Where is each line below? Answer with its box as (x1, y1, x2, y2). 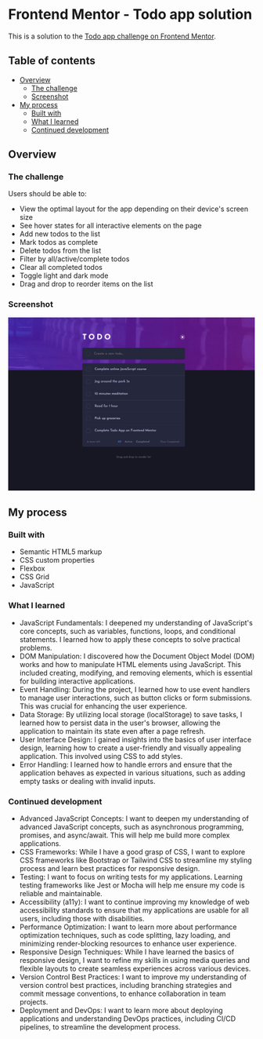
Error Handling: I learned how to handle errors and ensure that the (19, 760, 232, 769)
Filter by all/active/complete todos (19, 254, 130, 264)
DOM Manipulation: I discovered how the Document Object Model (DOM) (19, 651, 255, 661)
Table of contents (8, 54, 95, 67)
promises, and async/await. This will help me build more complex (19, 830, 230, 840)
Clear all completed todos (19, 263, 103, 272)
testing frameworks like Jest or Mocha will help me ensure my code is (19, 880, 245, 890)
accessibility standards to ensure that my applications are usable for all (19, 905, 249, 915)
